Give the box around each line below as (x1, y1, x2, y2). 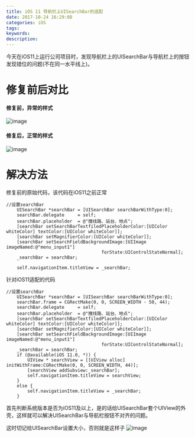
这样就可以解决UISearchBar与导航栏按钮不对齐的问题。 (16, 412, 151, 419)
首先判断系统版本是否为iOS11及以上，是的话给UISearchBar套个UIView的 (6, 404, 181, 411)
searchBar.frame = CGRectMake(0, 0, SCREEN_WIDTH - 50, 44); (17, 299, 170, 305)
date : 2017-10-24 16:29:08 (6, 14, 73, 20)
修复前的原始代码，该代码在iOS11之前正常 (6, 188, 108, 195)
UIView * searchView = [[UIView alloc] (27, 357, 126, 363)
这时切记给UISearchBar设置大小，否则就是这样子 (6, 424, 125, 431)
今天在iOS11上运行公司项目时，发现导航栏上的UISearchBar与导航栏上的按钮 (6, 53, 190, 60)
